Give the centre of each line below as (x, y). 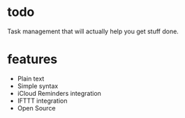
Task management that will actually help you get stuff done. (93, 31)
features (32, 59)
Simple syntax (38, 86)
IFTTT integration (42, 101)
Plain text (31, 78)
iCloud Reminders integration (59, 93)
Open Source (36, 108)
